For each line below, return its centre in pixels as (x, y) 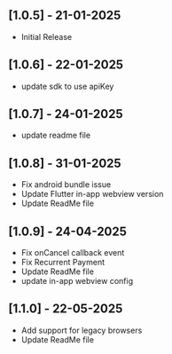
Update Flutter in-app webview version (92, 194)
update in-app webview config (77, 281)
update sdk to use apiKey (67, 86)
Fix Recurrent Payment (63, 263)
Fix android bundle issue (66, 185)
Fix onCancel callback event (73, 253)
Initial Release (47, 36)
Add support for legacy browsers (82, 330)
